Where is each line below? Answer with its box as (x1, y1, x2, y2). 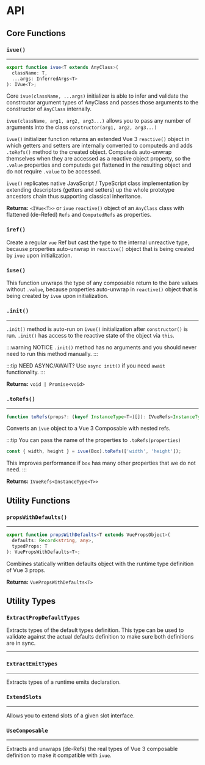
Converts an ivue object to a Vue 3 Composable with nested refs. (6, 425, 171, 432)
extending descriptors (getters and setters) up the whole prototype (6, 186, 175, 194)
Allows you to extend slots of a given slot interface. (6, 712, 135, 719)
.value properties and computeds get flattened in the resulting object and (6, 161, 192, 169)
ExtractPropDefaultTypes (6, 614, 81, 621)
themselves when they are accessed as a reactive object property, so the (6, 155, 191, 162)
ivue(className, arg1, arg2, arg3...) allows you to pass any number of (6, 117, 191, 125)
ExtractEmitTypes (6, 661, 58, 667)
